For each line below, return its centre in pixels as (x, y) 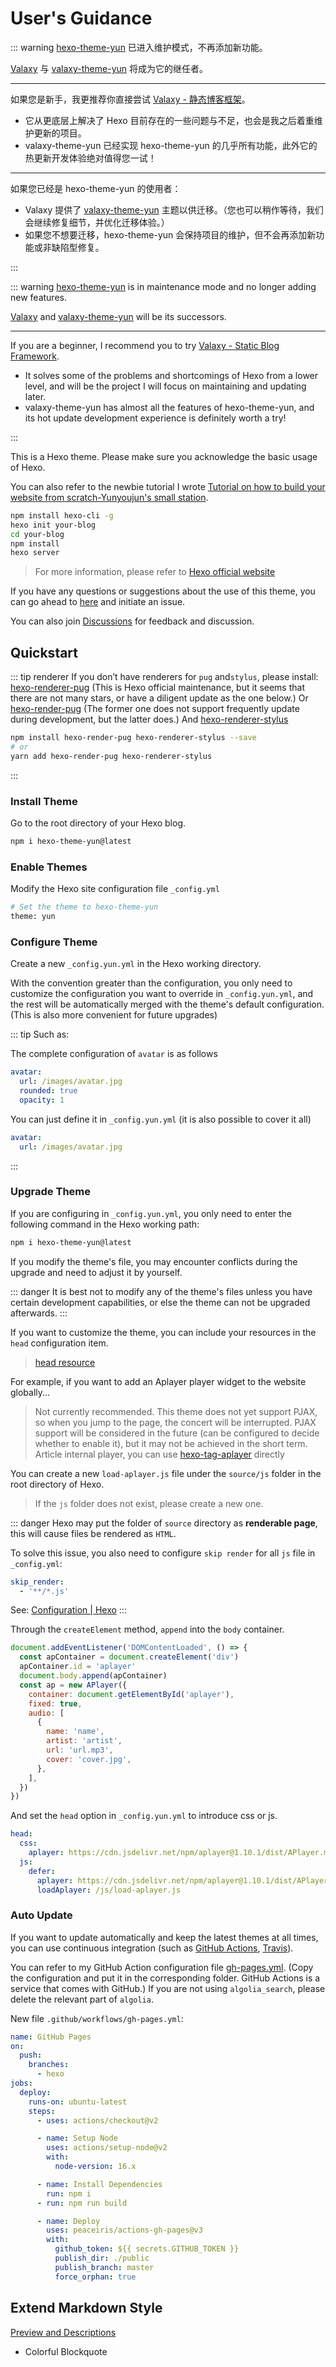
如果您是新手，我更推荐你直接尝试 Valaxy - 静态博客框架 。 (130, 99)
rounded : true (48, 1091)
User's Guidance (81, 18)
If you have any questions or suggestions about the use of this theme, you (163, 591)
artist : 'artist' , (84, 1741)
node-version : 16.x (95, 2167)
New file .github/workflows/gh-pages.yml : (97, 2018)
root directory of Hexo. (57, 1484)
